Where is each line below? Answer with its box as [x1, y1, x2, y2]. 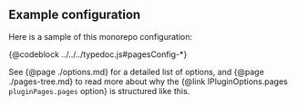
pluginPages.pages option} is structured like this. [8, 85, 190, 96]
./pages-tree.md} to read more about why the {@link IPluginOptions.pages [8, 76, 288, 87]
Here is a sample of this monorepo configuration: [8, 31, 193, 42]
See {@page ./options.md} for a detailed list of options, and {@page [8, 66, 265, 77]
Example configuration [8, 7, 141, 23]
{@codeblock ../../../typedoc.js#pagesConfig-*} [8, 49, 188, 60]
